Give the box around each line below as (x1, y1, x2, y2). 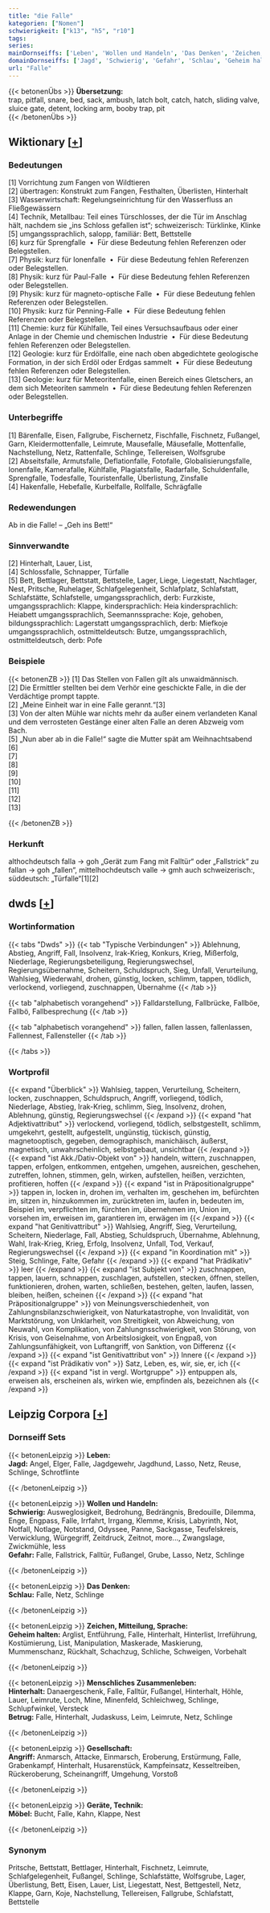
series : (8, 42, 35, 50)
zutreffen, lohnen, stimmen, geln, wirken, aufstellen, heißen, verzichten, (8, 1170, 246, 1180)
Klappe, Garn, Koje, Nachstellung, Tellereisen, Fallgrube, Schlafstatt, (8, 1888, 235, 1898)
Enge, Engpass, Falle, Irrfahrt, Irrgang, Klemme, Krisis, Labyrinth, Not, (8, 1516, 239, 1525)
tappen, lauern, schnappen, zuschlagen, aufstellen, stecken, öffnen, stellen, (8, 1272, 260, 1282)
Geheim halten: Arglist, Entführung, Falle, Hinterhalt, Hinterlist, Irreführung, (8, 1629, 257, 1639)
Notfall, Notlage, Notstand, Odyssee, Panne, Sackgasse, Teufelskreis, (8, 1524, 239, 1533)
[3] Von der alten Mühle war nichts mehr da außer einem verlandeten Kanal (8, 708, 258, 718)
